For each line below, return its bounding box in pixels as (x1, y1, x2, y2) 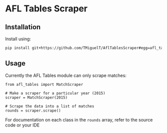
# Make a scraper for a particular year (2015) (5, 90, 106, 96)
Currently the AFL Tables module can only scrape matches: (5, 72, 127, 78)
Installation (5, 23, 41, 31)
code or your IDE (5, 122, 40, 128)
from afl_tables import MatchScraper (5, 82, 83, 87)
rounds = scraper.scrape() (5, 108, 61, 113)
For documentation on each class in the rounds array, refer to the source (5, 117, 153, 123)
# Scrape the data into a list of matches (5, 104, 94, 109)
